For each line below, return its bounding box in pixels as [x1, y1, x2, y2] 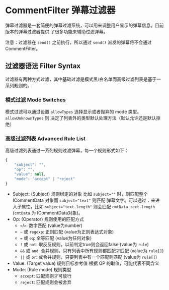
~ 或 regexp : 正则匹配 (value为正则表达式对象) [20, 228, 114, 235]
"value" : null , [14, 171, 46, 177]
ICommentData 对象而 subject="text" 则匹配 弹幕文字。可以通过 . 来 [12, 197, 156, 203]
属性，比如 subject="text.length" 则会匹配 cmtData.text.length [21, 203, 155, 209]
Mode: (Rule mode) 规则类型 [12, 266, 71, 272]
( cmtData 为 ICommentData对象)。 [12, 210, 83, 216]
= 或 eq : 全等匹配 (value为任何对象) [20, 235, 92, 241]
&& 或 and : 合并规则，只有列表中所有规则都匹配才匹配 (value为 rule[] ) [20, 248, 164, 254]
